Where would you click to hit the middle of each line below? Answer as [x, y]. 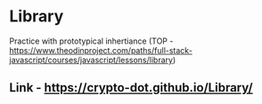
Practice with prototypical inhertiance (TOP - [91, 41]
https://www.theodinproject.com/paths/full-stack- [101, 50]
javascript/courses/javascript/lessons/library [91, 60]
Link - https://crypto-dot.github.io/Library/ [131, 88]
